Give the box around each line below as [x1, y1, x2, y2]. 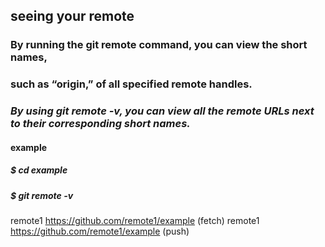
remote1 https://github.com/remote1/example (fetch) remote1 [10, 215, 260, 227]
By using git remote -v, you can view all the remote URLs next [10, 104, 315, 118]
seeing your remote [10, 8, 135, 25]
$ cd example [10, 164, 68, 176]
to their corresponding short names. [10, 117, 191, 131]
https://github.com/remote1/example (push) [10, 225, 190, 238]
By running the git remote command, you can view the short [10, 38, 308, 52]
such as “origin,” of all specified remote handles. [10, 77, 253, 91]
